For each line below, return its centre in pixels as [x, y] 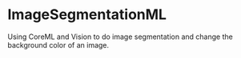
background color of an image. [58, 44]
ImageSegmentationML [87, 15]
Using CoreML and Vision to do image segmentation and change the [120, 37]
